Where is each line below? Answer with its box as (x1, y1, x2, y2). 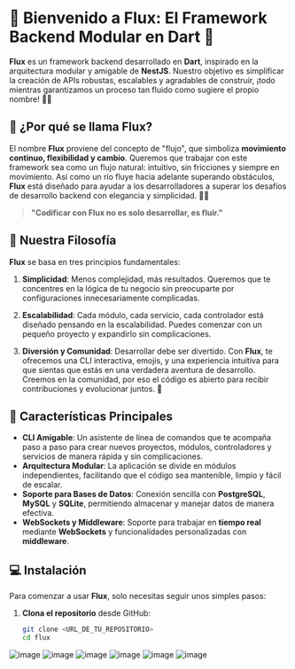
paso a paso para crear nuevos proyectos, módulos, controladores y (21, 442, 272, 453)
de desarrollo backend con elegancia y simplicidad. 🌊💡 (9, 190, 210, 200)
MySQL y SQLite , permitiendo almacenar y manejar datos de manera (21, 498, 275, 509)
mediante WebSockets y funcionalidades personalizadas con (21, 526, 247, 537)
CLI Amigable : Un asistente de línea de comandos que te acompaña (21, 432, 272, 443)
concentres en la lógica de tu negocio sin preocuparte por (21, 283, 235, 293)
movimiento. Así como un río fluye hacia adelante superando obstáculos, (9, 171, 276, 182)
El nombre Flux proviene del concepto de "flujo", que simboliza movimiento (9, 143, 286, 153)
